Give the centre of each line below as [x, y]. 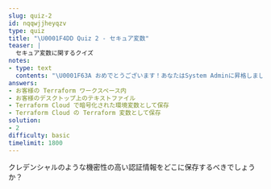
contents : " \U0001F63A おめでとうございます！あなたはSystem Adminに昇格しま [137, 76]
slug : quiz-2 [30, 16]
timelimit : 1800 [35, 143]
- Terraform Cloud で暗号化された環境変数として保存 [89, 105]
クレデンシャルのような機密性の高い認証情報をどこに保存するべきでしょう [132, 166]
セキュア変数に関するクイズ [55, 53]
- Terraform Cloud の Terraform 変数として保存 [85, 113]
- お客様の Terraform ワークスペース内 [67, 90]
